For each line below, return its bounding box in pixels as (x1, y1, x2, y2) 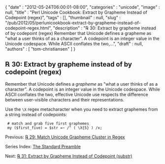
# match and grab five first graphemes (7, 121, 90, 126)
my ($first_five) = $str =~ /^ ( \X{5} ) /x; (7, 125, 102, 130)
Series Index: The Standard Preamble (5, 143, 81, 149)
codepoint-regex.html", (5, 25, 52, 31)
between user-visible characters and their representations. (5, 97, 125, 102)
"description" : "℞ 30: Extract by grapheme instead (53, 25, 157, 31)
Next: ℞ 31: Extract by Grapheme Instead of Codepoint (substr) (5, 153, 132, 159)
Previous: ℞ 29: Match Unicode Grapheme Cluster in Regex (5, 134, 125, 140)
